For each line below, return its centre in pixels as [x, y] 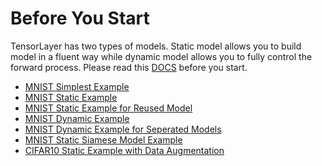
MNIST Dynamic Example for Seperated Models [123, 129]
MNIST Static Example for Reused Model [108, 108]
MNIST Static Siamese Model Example [103, 139]
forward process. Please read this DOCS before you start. [129, 67]
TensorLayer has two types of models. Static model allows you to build [156, 46]
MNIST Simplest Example [77, 86]
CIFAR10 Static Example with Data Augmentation [124, 150]
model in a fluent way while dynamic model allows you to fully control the [161, 56]
